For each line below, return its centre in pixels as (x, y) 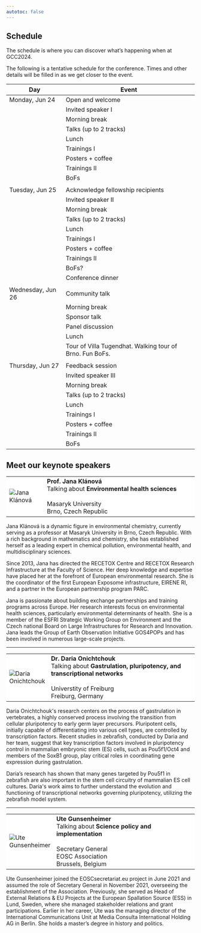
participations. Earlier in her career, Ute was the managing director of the (96, 911)
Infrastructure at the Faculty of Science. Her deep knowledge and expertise (99, 570)
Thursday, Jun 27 (34, 366)
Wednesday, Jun (33, 290)
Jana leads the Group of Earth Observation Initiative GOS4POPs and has (95, 633)
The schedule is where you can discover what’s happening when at (89, 50)
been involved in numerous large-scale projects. (66, 639)
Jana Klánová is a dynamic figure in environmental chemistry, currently (94, 526)
